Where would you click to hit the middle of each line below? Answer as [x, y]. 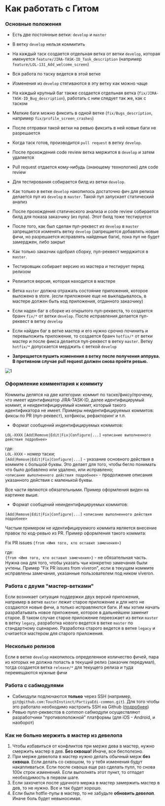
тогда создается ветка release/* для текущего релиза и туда [69, 667]
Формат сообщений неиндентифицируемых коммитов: [70, 504]
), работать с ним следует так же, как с [105, 98]
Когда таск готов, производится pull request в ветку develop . [77, 143]
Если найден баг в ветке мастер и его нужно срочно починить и [80, 331]
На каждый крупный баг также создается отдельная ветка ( [76, 93]
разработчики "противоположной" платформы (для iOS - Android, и [83, 717]
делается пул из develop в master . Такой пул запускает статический [83, 197]
